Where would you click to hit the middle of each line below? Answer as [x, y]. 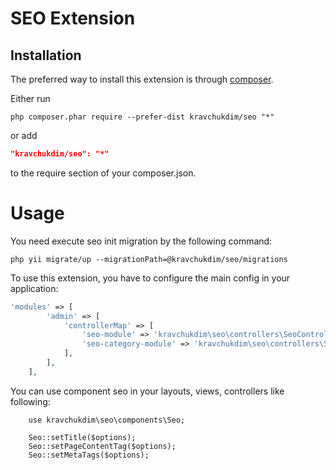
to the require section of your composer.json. [103, 173]
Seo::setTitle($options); [82, 437]
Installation [46, 55]
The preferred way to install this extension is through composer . [142, 79]
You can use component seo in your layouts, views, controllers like [147, 391]
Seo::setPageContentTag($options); [102, 446]
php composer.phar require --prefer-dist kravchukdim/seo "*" [142, 117]
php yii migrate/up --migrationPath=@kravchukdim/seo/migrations [149, 259]
